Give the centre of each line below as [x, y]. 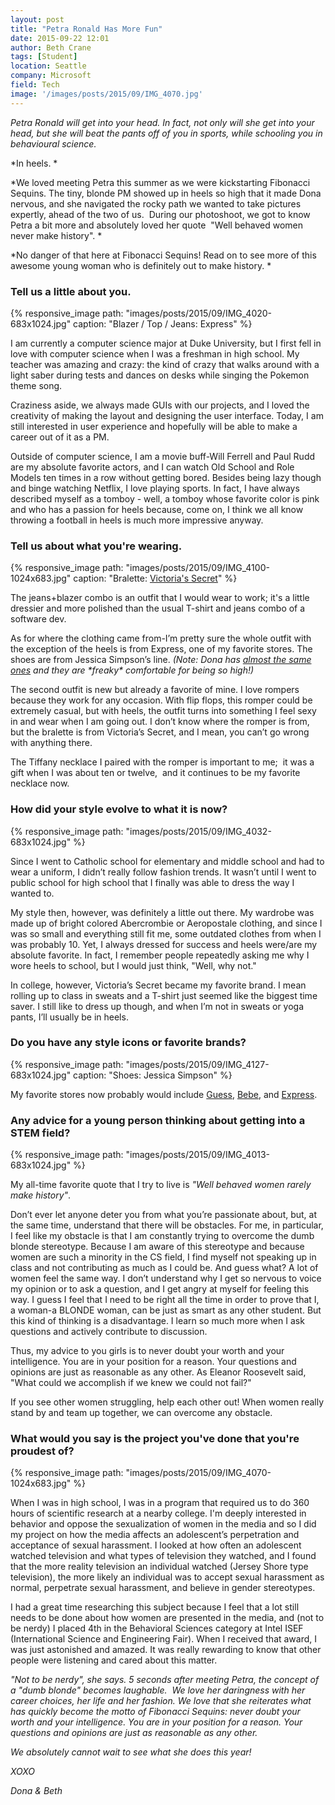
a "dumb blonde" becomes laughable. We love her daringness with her [158, 1690]
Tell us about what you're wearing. [96, 546]
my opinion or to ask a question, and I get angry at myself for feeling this [160, 1289]
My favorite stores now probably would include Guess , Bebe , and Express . [164, 1094]
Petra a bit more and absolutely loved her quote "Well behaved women [157, 225]
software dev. [38, 619]
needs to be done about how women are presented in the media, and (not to [167, 1618]
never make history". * [56, 235]
